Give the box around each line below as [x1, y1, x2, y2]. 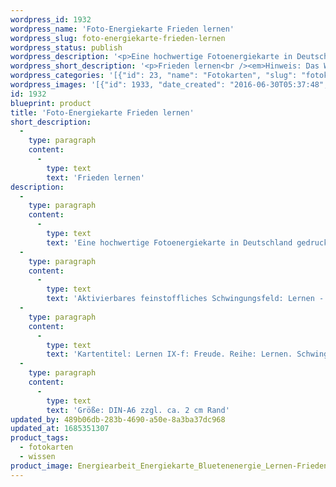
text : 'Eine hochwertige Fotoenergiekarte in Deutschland [46, 237, 293, 248]
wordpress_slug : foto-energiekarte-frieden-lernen [10, 33, 226, 43]
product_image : [10, 461, 74, 471]
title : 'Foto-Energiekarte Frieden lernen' [10, 107, 195, 118]
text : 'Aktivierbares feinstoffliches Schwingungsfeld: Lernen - [46, 294, 325, 304]
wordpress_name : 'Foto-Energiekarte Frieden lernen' [10, 24, 235, 34]
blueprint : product [10, 98, 92, 108]
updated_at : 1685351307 [10, 424, 110, 434]
